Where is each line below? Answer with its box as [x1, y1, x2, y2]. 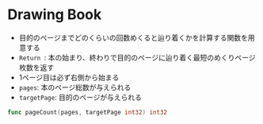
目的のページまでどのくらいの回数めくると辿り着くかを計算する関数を [18, 33, 249, 42]
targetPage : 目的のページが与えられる [18, 92, 143, 102]
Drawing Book [7, 6, 102, 24]
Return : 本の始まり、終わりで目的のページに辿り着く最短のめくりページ [18, 52, 256, 62]
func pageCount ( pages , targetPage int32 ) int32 [7, 108, 168, 116]
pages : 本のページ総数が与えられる [18, 82, 131, 92]
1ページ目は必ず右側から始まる [18, 72, 120, 82]
